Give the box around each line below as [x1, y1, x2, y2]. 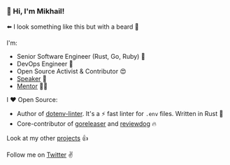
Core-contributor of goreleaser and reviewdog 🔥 [16, 120, 157, 128]
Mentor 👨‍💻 [16, 82, 48, 90]
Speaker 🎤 [16, 75, 47, 83]
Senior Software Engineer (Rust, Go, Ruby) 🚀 [16, 52, 145, 61]
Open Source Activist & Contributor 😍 [16, 67, 127, 76]
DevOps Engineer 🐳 [16, 59, 73, 69]
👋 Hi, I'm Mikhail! [6, 6, 65, 16]
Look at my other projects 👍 [6, 134, 89, 143]
